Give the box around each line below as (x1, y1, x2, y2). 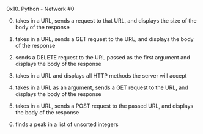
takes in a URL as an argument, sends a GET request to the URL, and (15, 84, 188, 91)
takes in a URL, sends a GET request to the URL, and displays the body (15, 35, 194, 42)
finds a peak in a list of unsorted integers (15, 121, 119, 128)
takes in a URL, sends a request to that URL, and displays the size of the (15, 17, 197, 24)
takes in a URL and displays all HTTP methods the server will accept (15, 72, 187, 79)
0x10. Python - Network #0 (6, 6, 75, 12)
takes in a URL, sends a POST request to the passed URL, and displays (15, 102, 194, 110)
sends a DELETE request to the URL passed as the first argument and (15, 54, 191, 61)
